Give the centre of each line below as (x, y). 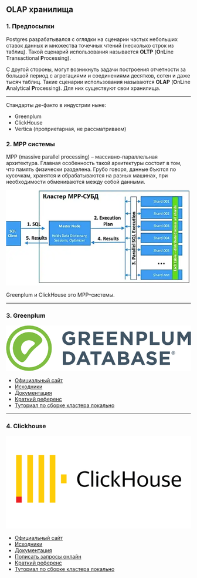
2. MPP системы (31, 144)
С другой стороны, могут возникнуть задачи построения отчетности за (96, 69)
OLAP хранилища (40, 10)
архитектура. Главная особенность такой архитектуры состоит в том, (94, 163)
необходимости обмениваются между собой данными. (76, 182)
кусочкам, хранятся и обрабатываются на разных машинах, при (87, 175)
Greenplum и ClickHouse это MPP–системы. (60, 295)
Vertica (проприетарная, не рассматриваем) (70, 129)
